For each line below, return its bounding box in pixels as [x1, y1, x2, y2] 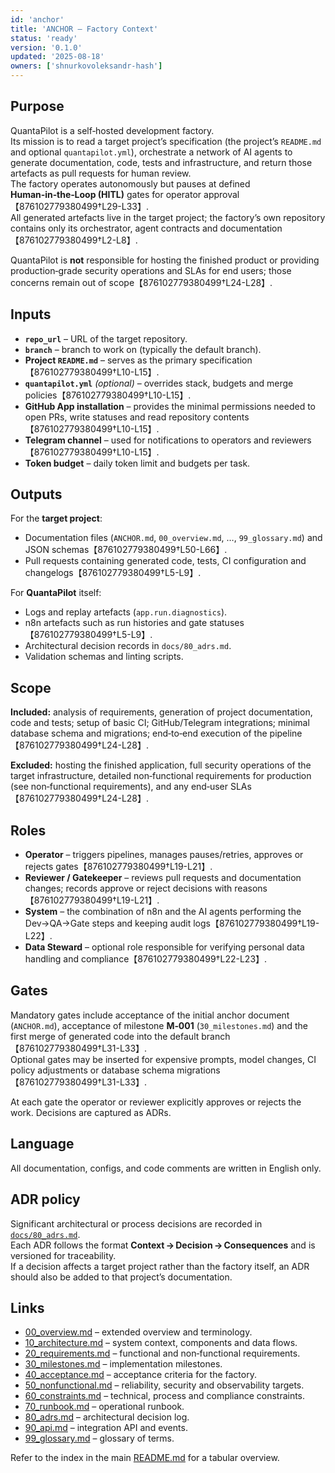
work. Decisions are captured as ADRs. [10, 1106, 172, 1118]
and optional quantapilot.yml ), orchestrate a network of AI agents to [10, 146, 293, 158]
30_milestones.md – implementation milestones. [24, 1358, 223, 1370]
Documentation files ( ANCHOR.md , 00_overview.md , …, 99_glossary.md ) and [24, 532, 323, 544]
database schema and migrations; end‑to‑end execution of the [10, 727, 268, 740]
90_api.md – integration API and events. [24, 1422, 188, 1434]
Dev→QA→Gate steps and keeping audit [24, 917, 192, 930]
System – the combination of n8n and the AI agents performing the [24, 906, 302, 918]
